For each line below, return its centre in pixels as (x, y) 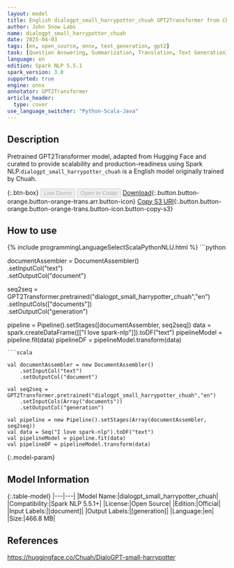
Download (137, 192)
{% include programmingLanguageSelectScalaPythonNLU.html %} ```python (117, 247)
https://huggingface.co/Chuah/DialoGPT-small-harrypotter (92, 557)
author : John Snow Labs (42, 27)
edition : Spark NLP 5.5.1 (45, 66)
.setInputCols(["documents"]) (50, 304)
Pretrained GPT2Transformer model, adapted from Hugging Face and (107, 156)
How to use (32, 230)
